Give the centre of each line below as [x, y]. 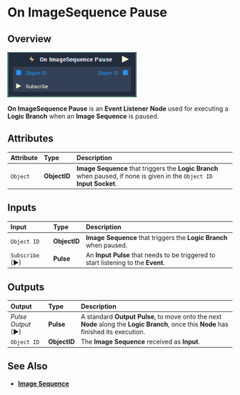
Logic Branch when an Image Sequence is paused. [83, 116]
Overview [30, 39]
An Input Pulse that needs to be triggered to [150, 255]
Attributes [30, 139]
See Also [27, 366]
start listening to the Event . [125, 262]
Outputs [26, 287]
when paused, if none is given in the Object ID [144, 176]
